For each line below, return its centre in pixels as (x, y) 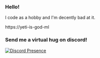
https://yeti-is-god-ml (27, 27)
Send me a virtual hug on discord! (46, 40)
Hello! (12, 7)
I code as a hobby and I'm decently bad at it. (50, 18)
